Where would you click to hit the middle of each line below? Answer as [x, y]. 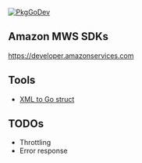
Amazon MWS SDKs [59, 36]
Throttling [35, 143]
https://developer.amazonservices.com [71, 56]
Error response [43, 151]
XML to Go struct [47, 99]
